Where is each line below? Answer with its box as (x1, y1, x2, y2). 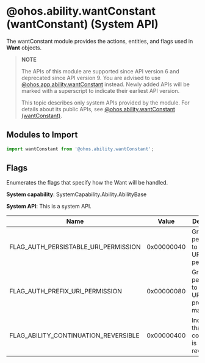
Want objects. (6, 44, 42, 51)
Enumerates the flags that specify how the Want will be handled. (6, 179, 168, 186)
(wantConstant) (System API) (6, 17, 159, 31)
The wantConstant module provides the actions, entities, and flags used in (6, 37, 193, 45)
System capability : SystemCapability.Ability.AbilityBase (6, 191, 147, 198)
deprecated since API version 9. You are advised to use (21, 74, 161, 81)
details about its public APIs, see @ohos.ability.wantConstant (21, 105, 176, 112)
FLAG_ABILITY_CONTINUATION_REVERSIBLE (9, 331, 140, 340)
